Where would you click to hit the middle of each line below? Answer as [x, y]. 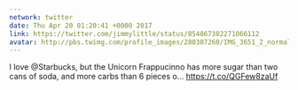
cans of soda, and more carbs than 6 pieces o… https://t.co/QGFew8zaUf [144, 77]
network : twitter [41, 17]
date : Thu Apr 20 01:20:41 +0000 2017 [81, 26]
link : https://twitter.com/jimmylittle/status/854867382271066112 [134, 34]
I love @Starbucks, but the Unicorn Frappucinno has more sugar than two [144, 67]
